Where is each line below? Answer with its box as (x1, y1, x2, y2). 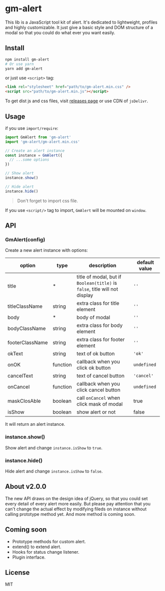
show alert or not (77, 409, 116, 415)
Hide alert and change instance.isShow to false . (5, 468, 103, 474)
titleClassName (7, 303, 43, 310)
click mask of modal (77, 401, 123, 408)
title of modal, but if (77, 273, 122, 280)
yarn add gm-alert (5, 66, 43, 71)
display (77, 292, 93, 299)
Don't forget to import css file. (17, 198, 79, 204)
